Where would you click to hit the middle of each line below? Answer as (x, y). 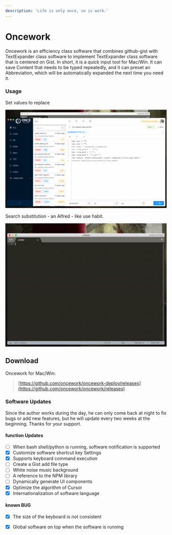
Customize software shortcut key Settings (57, 453)
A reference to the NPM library (45, 476)
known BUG (18, 505)
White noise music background (45, 470)
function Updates (24, 436)
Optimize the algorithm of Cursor (47, 487)
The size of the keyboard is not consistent (57, 517)
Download (22, 361)
